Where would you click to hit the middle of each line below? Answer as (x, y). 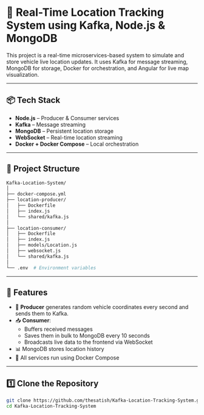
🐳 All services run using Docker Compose (67, 358)
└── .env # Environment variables (51, 268)
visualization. (23, 74)
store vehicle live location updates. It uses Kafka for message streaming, (97, 62)
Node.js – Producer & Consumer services (67, 118)
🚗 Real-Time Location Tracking (85, 12)
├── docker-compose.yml (36, 194)
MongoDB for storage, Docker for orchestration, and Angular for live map (98, 68)
